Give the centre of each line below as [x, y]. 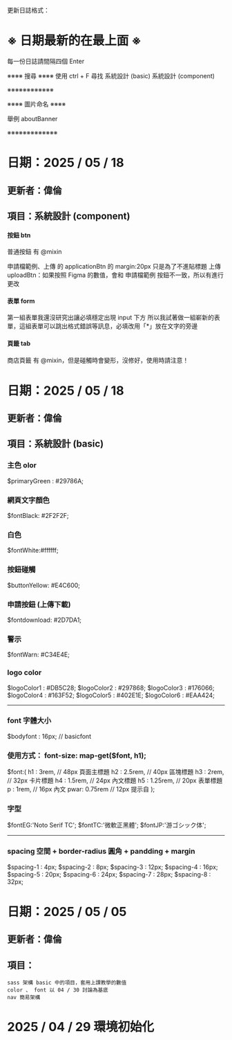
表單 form [21, 301]
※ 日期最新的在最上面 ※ [74, 41]
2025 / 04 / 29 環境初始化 [81, 1027]
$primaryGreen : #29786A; [46, 481]
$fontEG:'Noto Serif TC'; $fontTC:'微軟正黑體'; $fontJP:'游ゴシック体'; [107, 825]
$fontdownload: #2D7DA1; [44, 620]
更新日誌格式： [28, 10]
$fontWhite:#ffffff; [33, 550]
